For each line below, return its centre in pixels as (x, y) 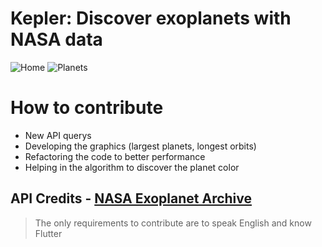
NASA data (56, 39)
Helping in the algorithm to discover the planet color (132, 167)
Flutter (48, 233)
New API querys (58, 135)
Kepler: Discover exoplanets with (151, 18)
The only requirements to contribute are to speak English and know (173, 223)
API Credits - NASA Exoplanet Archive (131, 198)
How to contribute (87, 108)
